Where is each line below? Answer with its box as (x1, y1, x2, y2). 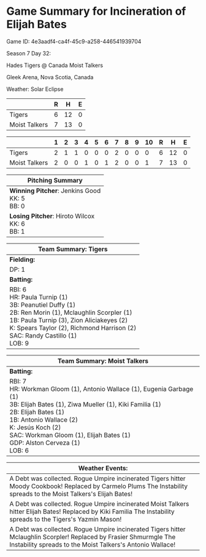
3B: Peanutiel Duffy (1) (9, 300, 75, 309)
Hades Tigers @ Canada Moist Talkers (6, 61, 103, 69)
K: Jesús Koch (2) (9, 423, 61, 432)
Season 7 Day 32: (6, 49, 51, 57)
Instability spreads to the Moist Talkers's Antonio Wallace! (9, 540, 176, 548)
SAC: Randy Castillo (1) (9, 331, 77, 339)
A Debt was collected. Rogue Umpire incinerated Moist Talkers (9, 499, 189, 508)
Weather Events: (78, 464, 128, 472)
